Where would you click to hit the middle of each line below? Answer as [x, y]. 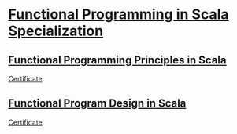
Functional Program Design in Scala [97, 103]
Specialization [56, 31]
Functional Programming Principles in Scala [117, 60]
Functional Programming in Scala [119, 14]
